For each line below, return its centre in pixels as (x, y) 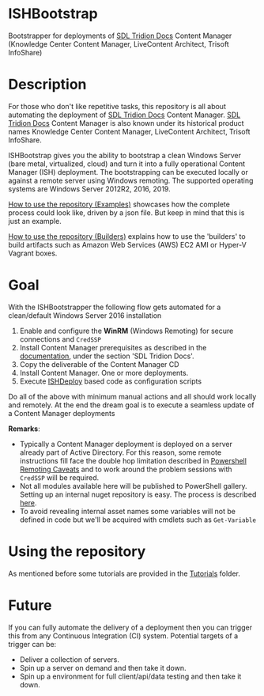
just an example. (35, 221)
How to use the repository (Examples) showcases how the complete (119, 204)
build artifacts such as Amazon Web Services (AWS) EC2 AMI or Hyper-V (127, 244)
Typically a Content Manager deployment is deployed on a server (126, 444)
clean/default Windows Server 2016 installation (85, 315)
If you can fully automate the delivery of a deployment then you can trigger (130, 627)
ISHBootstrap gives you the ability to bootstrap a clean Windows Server (125, 155)
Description (47, 85)
